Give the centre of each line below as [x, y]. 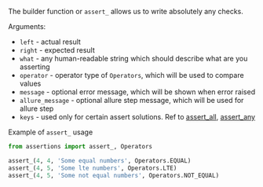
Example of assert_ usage [51, 132]
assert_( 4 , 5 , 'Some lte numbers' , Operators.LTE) [93, 168]
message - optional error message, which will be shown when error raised [137, 92]
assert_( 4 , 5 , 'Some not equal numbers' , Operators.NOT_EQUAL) [114, 175]
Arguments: [27, 26]
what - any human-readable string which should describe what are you [133, 59]
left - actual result [50, 42]
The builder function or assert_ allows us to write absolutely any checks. [126, 11]
